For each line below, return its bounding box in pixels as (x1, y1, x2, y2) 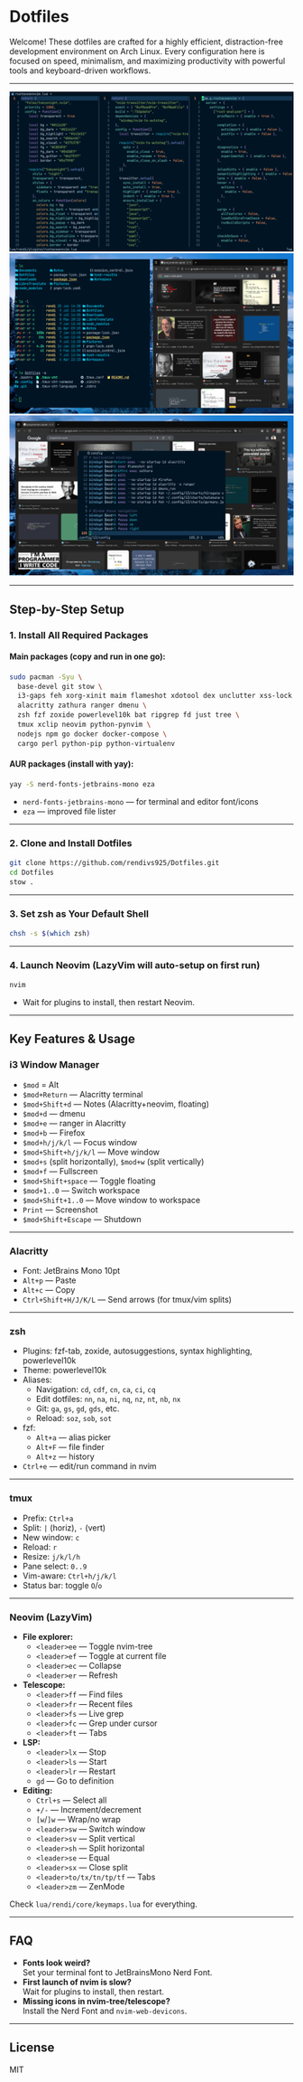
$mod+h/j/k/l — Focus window (22, 1136, 138, 1147)
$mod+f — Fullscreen (22, 1165, 98, 1176)
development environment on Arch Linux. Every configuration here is (9, 45, 265, 56)
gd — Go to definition (35, 1775, 115, 1786)
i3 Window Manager (9, 1059, 100, 1071)
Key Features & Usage (9, 1032, 135, 1047)
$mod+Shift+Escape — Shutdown (22, 1213, 142, 1224)
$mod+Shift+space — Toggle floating (22, 1175, 156, 1186)
